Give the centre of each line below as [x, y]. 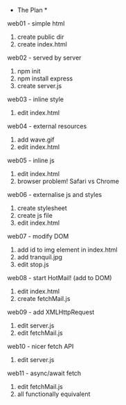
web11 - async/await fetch [44, 373]
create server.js [39, 86]
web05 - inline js [31, 160]
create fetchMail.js [44, 299]
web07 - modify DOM [38, 236]
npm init [29, 71]
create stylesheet [42, 208]
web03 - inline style [36, 99]
